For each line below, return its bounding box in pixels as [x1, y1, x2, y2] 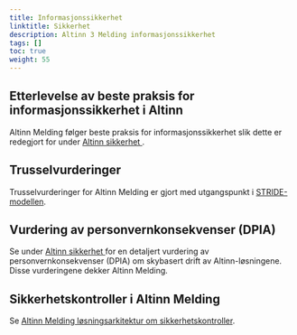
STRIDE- [255, 186, 288, 197]
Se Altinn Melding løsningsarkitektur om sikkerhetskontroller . [9, 315, 236, 326]
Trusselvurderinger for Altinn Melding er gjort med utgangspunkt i [9, 186, 255, 197]
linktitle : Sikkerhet [9, 22, 91, 31]
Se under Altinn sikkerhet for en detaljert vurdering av [9, 246, 209, 257]
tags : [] [9, 38, 42, 48]
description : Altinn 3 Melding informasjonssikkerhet [9, 30, 217, 39]
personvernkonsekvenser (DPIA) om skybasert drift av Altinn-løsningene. [9, 256, 283, 266]
